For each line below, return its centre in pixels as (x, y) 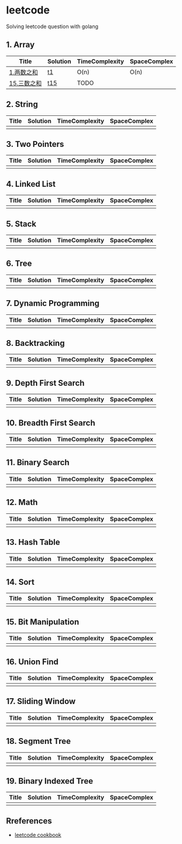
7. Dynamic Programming (53, 303)
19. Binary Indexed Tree (50, 781)
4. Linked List (31, 184)
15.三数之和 (25, 83)
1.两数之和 (23, 72)
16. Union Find (32, 662)
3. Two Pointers (35, 144)
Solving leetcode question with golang (52, 26)
